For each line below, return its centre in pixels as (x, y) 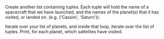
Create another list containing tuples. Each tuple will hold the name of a (77, 7)
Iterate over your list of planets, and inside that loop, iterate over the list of (80, 26)
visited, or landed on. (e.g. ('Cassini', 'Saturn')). (53, 17)
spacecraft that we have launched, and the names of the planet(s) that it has (82, 12)
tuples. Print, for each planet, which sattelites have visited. (64, 32)
